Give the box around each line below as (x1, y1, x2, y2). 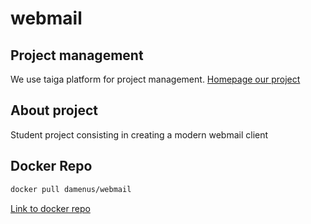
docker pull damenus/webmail (10, 184, 132, 194)
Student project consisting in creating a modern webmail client (10, 128, 269, 141)
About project (10, 102, 98, 119)
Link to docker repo (10, 202, 91, 214)
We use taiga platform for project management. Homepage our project (10, 73, 301, 85)
